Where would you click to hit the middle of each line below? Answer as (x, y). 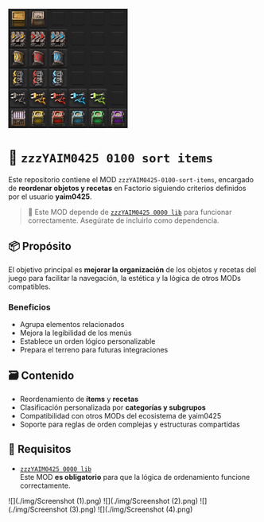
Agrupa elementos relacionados (72, 325)
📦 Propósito (40, 246)
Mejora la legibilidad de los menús (76, 333)
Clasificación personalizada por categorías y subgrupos (113, 407)
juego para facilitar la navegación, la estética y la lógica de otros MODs (124, 278)
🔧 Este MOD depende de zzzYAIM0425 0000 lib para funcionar (130, 212)
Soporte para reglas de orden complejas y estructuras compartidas (130, 424)
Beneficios (29, 307)
